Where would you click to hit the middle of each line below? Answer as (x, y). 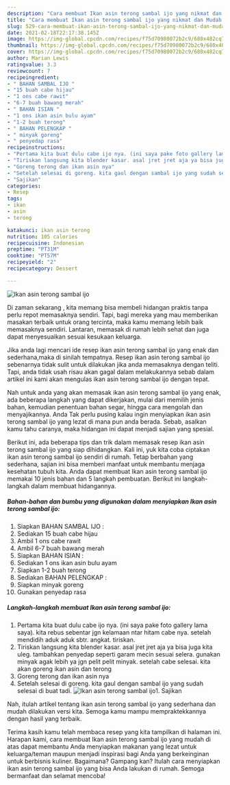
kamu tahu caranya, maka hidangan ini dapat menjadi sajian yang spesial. (111, 429)
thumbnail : (23, 45)
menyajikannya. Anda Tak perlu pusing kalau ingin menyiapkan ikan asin (109, 414)
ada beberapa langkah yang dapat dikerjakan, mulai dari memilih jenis (105, 400)
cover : (16, 52)
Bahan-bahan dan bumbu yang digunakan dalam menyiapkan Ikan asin (112, 501)
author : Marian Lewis (38, 58)
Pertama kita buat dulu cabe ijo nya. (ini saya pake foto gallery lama (112, 625)
